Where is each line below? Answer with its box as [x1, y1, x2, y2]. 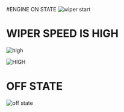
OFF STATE [6, 79, 63, 93]
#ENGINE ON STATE [6, 6, 57, 13]
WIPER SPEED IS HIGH [6, 27, 119, 40]
